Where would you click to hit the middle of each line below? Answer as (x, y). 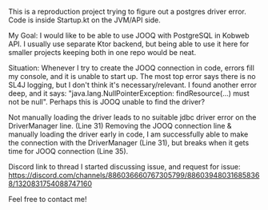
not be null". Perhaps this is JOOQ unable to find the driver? (107, 102)
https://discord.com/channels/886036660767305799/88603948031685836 (134, 175)
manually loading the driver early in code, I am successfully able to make (128, 134)
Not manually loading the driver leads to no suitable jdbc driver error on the (132, 117)
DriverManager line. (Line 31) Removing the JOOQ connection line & (120, 126)
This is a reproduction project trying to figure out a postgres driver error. (127, 12)
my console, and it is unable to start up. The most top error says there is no (132, 76)
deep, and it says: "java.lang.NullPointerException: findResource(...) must (129, 93)
